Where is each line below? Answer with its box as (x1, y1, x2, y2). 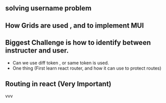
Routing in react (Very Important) (5, 79, 112, 88)
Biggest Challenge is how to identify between (5, 38, 151, 47)
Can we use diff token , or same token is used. (12, 60, 109, 66)
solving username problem (5, 4, 92, 13)
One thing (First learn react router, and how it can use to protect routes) (12, 65, 161, 71)
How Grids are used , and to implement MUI (5, 21, 144, 30)
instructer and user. (5, 46, 69, 55)
